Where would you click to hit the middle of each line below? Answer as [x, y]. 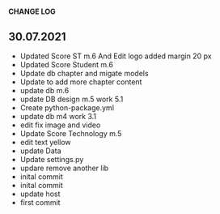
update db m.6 [44, 91]
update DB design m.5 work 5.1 [72, 99]
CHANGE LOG [32, 11]
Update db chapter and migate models [84, 74]
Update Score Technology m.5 [71, 134]
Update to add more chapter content [81, 82]
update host [40, 194]
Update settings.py [52, 160]
